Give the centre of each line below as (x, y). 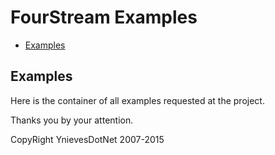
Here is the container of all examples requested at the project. (137, 100)
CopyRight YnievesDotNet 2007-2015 (87, 139)
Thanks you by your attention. (72, 120)
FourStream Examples (104, 17)
